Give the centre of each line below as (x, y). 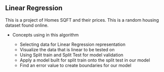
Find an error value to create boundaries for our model (76, 65)
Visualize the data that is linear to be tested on (67, 49)
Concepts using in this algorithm (45, 35)
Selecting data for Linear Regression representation (73, 44)
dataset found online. (27, 25)
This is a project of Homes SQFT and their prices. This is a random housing (82, 20)
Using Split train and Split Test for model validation (71, 55)
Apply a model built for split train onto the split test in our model (85, 60)
